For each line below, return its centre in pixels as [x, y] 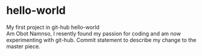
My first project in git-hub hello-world [53, 27]
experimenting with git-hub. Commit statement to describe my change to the [101, 40]
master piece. [23, 46]
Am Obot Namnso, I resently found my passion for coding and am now [93, 33]
